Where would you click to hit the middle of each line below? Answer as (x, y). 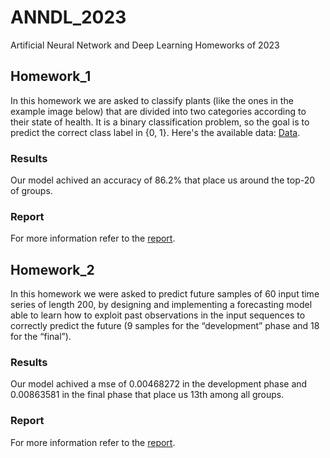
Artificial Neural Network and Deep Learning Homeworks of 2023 (145, 45)
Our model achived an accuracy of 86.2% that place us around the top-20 (163, 180)
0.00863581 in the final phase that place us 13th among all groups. (147, 395)
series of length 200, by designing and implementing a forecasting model (161, 305)
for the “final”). (41, 337)
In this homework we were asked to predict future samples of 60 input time (165, 294)
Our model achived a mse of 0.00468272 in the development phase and (159, 384)
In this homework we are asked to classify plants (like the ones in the (152, 100)
